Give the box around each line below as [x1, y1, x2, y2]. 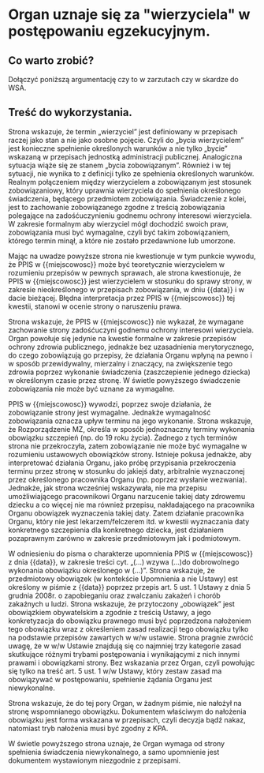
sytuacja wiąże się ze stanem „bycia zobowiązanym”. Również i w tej [8, 160, 231, 170]
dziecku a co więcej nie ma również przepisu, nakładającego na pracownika [8, 500, 255, 509]
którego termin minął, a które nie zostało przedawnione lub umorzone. [8, 235, 236, 246]
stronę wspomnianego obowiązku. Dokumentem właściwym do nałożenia [8, 707, 247, 716]
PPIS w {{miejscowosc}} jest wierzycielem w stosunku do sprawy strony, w [8, 276, 252, 286]
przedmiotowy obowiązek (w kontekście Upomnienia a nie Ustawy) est [8, 574, 239, 584]
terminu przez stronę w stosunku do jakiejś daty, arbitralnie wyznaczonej [8, 466, 245, 475]
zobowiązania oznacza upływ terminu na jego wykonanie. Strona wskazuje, [8, 416, 254, 426]
